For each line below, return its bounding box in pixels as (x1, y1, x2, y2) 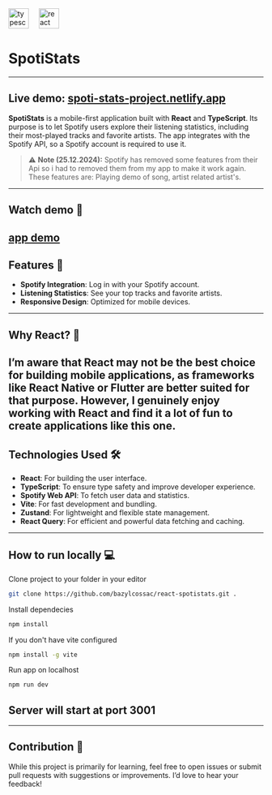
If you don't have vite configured (8, 634, 117, 644)
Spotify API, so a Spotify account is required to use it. (8, 139, 187, 148)
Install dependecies (8, 604, 74, 614)
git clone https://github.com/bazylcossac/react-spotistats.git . (8, 590, 237, 598)
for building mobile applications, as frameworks (8, 368, 255, 382)
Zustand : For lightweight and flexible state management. (19, 507, 210, 518)
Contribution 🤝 (8, 740, 83, 754)
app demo (8, 230, 61, 244)
